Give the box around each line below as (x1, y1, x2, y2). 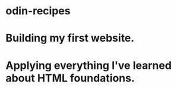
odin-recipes (5, 4, 71, 18)
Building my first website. (5, 32, 135, 45)
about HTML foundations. (5, 71, 135, 84)
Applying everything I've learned (5, 58, 172, 72)
